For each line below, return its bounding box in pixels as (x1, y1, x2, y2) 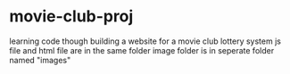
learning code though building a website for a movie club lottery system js (9, 36, 281, 46)
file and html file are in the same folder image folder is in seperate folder (9, 45, 275, 55)
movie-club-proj (9, 6, 134, 27)
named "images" (9, 54, 71, 65)
